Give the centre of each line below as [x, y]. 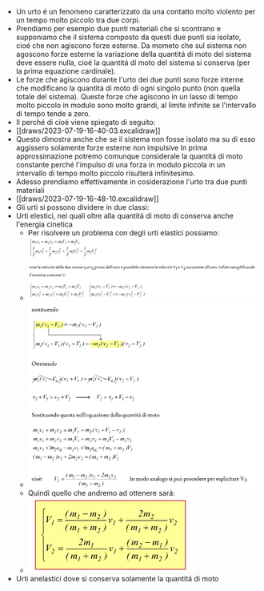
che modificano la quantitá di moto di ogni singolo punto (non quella [128, 88]
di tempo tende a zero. [53, 114]
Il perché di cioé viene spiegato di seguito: [86, 122]
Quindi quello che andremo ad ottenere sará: [102, 492]
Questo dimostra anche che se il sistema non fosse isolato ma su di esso [136, 139]
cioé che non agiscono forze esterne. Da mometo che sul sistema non [131, 46]
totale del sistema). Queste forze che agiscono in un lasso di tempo [127, 96]
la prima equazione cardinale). [66, 71]
